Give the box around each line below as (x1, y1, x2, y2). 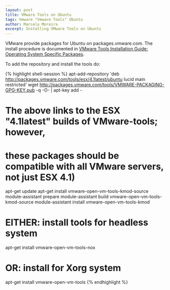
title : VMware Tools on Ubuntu (5, 12, 72, 17)
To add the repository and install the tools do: (5, 61, 101, 67)
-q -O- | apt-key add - (36, 87, 82, 93)
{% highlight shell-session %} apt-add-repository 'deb (5, 71, 120, 77)
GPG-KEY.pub (5, 87, 35, 93)
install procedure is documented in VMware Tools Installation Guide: (5, 46, 149, 52)
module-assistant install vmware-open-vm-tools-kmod (35, 199, 150, 205)
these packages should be (5, 150, 120, 161)
